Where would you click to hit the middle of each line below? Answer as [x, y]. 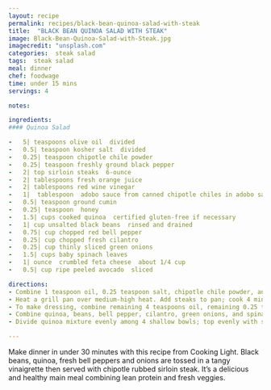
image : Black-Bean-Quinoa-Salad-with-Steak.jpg [90, 38]
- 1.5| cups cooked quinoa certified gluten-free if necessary [122, 217]
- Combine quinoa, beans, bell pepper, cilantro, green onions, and [126, 315]
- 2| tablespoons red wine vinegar [72, 187]
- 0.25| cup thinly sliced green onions [81, 247]
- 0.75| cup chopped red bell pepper [75, 232]
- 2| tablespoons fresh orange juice [75, 180]
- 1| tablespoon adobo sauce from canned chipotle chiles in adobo [131, 195]
